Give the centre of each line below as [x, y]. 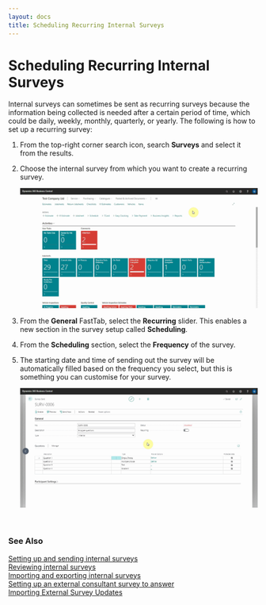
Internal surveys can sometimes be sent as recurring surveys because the [129, 104]
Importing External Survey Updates [65, 592]
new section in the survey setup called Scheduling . [104, 329]
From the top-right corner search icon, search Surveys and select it [130, 145]
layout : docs [30, 17]
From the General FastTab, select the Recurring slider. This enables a [133, 321]
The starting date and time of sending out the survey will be [117, 360]
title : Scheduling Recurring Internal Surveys [86, 25]
